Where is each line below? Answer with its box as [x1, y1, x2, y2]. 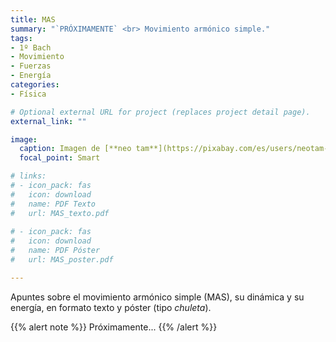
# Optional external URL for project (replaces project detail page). [10, 107, 311, 117]
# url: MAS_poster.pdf [10, 255, 114, 265]
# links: [10, 171, 47, 181]
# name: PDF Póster [10, 246, 101, 256]
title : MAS [10, 14, 56, 25]
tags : [10, 33, 33, 43]
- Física [10, 89, 47, 99]
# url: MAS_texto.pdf [10, 208, 110, 218]
